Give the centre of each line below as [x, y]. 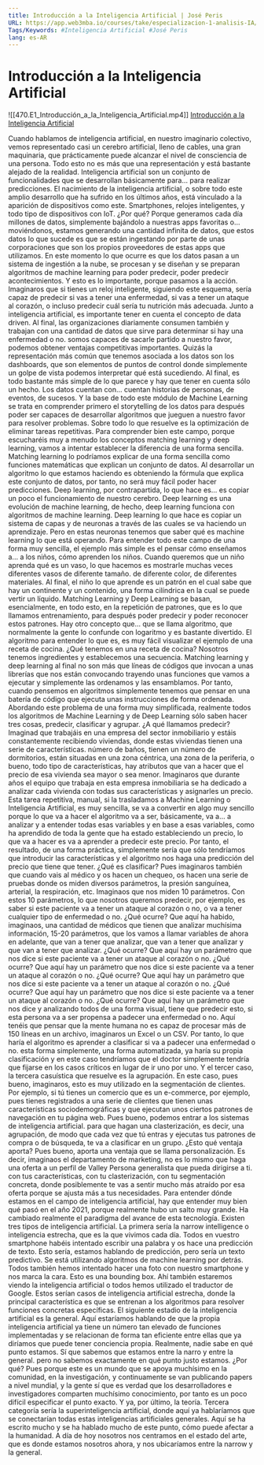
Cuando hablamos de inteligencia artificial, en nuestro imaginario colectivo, [130, 139]
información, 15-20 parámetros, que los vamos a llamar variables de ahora [128, 933]
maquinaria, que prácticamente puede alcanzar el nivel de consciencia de [128, 155]
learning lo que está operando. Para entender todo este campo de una [122, 540]
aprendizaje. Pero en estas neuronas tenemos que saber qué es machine [126, 532]
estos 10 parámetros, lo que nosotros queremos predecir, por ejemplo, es [127, 900]
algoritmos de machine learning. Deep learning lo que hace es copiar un [125, 515]
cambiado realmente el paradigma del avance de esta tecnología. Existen [126, 1218]
